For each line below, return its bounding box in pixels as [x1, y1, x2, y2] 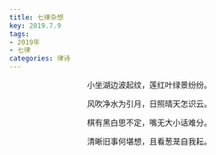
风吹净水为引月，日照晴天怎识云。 [87, 98, 212, 109]
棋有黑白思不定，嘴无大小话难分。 [87, 117, 212, 128]
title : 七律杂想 [9, 12, 64, 22]
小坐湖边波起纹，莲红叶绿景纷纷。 [87, 80, 212, 89]
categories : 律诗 [9, 54, 71, 63]
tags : [9, 29, 29, 38]
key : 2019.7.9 [9, 21, 62, 30]
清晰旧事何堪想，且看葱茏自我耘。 [87, 136, 212, 146]
